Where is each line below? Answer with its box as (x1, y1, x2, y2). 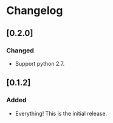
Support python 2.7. (15, 60, 65, 67)
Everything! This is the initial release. (15, 110, 108, 117)
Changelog (6, 4, 63, 18)
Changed (6, 46, 35, 55)
